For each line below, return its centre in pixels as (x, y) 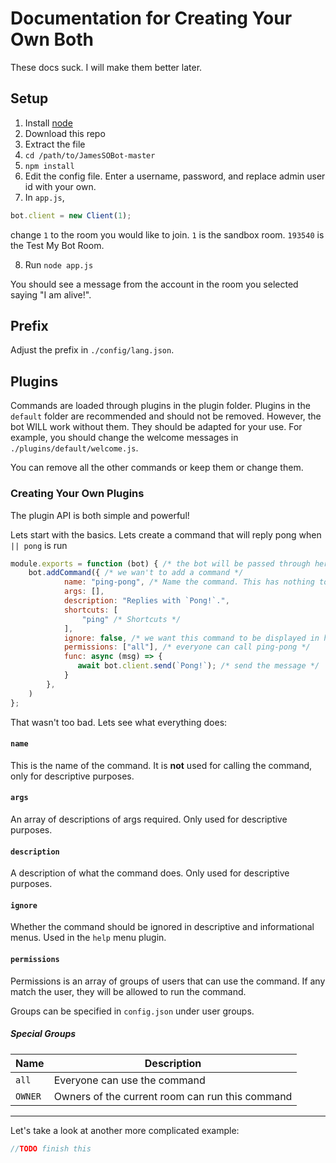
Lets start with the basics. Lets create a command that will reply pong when (166, 534)
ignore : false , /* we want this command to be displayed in (191, 638)
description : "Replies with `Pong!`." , (146, 601)
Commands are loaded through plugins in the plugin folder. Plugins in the (160, 406)
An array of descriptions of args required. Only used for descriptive (149, 819)
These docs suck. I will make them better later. (106, 67)
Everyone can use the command (129, 1080)
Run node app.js (59, 264)
